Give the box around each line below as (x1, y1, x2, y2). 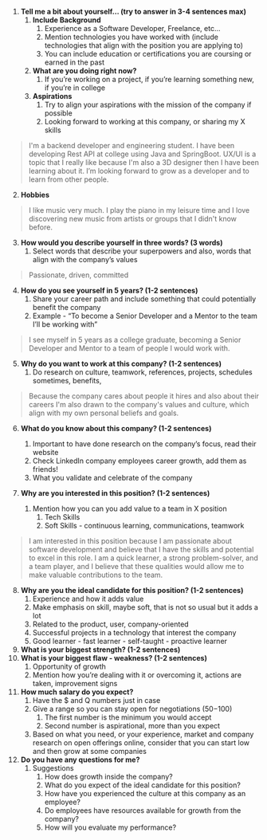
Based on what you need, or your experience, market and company (32, 729, 254, 739)
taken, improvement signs (32, 679, 118, 688)
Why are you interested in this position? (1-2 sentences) (20, 489, 210, 497)
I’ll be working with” (32, 320, 98, 329)
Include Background (32, 15, 101, 25)
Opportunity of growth (32, 661, 107, 671)
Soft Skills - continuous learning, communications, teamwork (44, 521, 245, 530)
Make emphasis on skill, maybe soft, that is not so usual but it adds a (32, 603, 258, 612)
